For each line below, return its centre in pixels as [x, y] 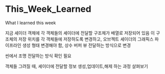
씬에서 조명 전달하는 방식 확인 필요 [38, 56]
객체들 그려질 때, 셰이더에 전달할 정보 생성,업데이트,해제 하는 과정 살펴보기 [77, 66]
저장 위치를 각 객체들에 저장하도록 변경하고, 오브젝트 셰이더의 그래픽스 [86, 39]
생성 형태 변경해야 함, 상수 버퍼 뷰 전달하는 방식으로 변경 [77, 45]
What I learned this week [31, 23]
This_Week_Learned [48, 9]
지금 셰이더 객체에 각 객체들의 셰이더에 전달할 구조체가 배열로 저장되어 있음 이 [80, 33]
